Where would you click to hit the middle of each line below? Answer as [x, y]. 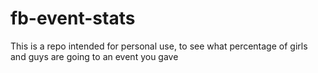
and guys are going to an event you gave [94, 56]
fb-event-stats [73, 18]
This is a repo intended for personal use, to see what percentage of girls [159, 46]
